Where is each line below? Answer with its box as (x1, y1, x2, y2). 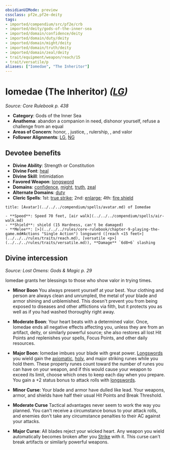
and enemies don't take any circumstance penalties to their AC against (12, 412, 161, 419)
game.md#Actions (5, 231, 40, 236)
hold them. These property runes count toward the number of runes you (12, 361, 164, 367)
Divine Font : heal (12, 168, 49, 174)
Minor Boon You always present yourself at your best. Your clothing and (12, 287, 164, 293)
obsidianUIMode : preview (5, 7, 58, 13)
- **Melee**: (5, 227, 33, 232)
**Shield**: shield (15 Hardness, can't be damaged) (10, 222, 124, 228)
